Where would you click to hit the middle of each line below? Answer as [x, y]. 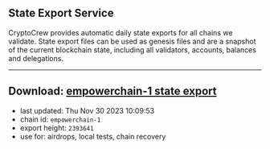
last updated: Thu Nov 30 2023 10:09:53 [87, 110]
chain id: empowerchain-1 [60, 119]
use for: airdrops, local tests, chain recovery [93, 136]
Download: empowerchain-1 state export [112, 91]
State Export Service [61, 13]
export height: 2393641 [57, 127]
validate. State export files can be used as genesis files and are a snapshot [132, 41]
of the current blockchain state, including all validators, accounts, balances [133, 50]
